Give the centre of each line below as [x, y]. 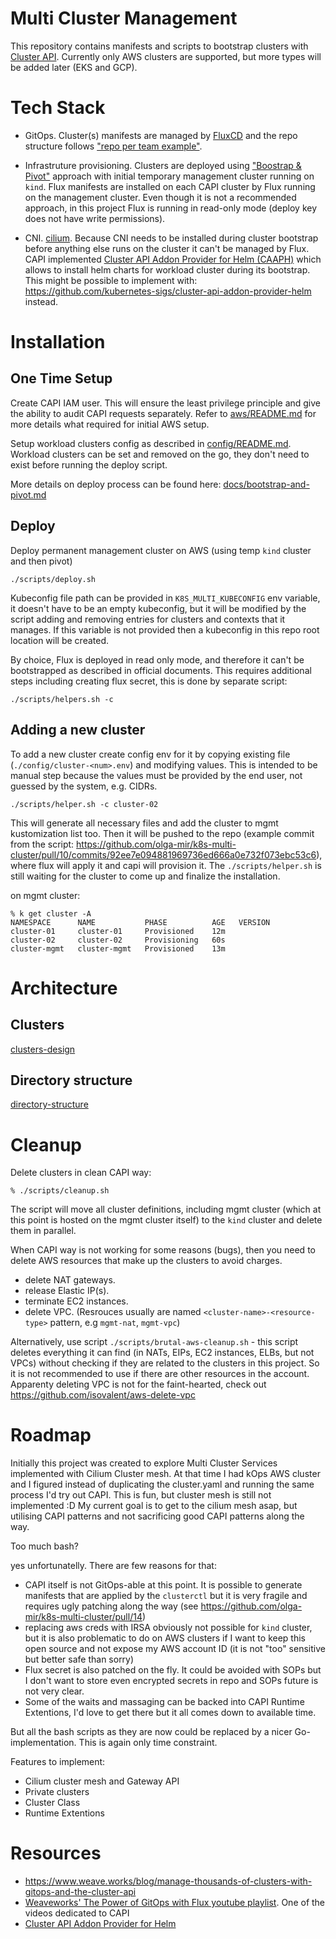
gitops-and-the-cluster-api [80, 1892]
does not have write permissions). [95, 218]
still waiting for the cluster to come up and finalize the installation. [145, 876]
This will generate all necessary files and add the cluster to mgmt [144, 823]
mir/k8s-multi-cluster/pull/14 [83, 1617]
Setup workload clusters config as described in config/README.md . [151, 443]
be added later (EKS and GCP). [74, 67]
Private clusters [57, 1792]
